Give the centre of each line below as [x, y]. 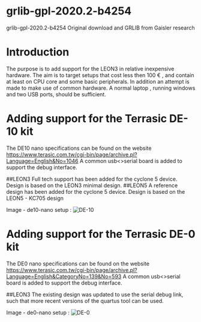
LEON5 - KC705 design [35, 198]
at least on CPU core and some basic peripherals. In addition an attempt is [98, 81]
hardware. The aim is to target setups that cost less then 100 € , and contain [100, 75]
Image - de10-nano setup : [39, 209]
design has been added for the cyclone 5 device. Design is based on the [96, 191]
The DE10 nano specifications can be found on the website [79, 148]
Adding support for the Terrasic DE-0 [101, 234]
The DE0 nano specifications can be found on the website [78, 264]
